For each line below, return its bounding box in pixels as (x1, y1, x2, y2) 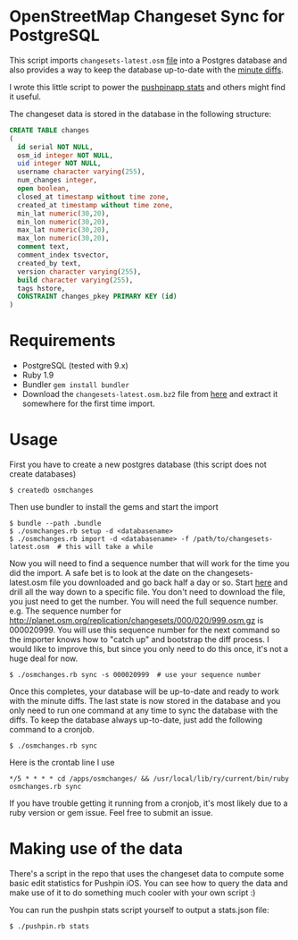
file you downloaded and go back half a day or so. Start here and (48, 577, 288, 588)
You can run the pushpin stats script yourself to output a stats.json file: (9, 905, 269, 915)
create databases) (9, 469, 77, 479)
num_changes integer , (17, 176, 98, 185)
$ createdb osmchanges (9, 486, 94, 495)
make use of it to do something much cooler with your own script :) (9, 887, 256, 898)
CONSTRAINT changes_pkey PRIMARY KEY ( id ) (17, 292, 178, 301)
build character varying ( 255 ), (17, 275, 134, 284)
